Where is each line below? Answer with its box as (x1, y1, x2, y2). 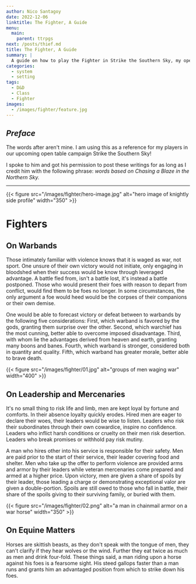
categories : (6, 63, 35, 69)
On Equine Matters (6, 525, 76, 535)
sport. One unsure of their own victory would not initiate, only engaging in (6, 262, 183, 269)
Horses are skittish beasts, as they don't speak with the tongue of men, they (6, 541, 190, 548)
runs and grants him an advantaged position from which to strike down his (6, 566, 185, 573)
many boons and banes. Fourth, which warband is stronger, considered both (6, 342, 190, 349)
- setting (11, 74, 35, 80)
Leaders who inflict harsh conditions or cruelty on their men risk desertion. (6, 430, 185, 436)
